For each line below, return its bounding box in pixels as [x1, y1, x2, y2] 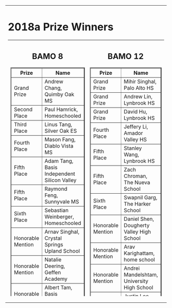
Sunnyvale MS [44, 198, 79, 205]
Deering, [44, 262, 66, 270]
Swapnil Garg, [123, 194, 158, 201]
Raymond [44, 185, 68, 192]
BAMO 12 [107, 51, 144, 61]
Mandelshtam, [123, 271, 158, 278]
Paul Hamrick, [44, 106, 78, 113]
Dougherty [123, 221, 150, 229]
